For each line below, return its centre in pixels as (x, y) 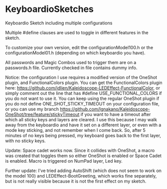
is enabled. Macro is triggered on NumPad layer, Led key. (64, 161)
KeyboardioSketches (49, 9)
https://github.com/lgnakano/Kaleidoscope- (105, 109)
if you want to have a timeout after (116, 114)
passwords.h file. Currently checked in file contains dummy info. (71, 68)
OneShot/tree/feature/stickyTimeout (42, 114)
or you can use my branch (32, 109)
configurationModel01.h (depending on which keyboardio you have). (75, 53)
